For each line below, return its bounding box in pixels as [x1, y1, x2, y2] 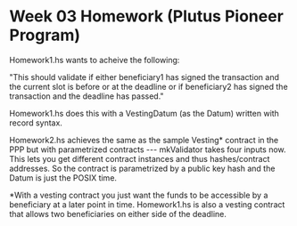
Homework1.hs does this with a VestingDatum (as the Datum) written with [9, 108, 279, 118]
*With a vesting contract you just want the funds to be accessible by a [9, 190, 268, 200]
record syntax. [9, 117, 62, 128]
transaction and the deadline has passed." [9, 91, 164, 101]
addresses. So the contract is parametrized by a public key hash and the [9, 163, 276, 174]
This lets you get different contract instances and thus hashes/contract [9, 153, 270, 164]
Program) [9, 25, 81, 45]
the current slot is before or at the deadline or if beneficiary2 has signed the [9, 81, 288, 92]
